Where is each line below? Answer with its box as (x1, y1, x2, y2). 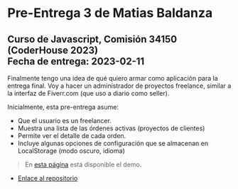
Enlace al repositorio (17, 174, 78, 182)
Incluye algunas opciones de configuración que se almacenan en (17, 139, 208, 147)
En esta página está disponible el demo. (24, 161, 142, 168)
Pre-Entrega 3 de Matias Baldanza (7, 5, 213, 21)
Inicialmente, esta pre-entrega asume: (7, 103, 119, 111)
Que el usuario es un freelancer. (17, 117, 112, 125)
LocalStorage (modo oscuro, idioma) (17, 147, 126, 155)
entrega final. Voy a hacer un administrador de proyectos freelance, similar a (7, 81, 232, 90)
